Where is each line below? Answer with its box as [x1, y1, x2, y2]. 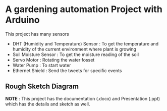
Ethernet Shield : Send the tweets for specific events [12, 67, 122, 74]
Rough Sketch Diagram [5, 82, 79, 91]
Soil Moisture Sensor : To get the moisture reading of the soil [12, 51, 139, 58]
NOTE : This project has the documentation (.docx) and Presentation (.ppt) [5, 95, 160, 101]
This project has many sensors [5, 31, 69, 37]
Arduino [5, 14, 40, 26]
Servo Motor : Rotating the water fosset [12, 57, 95, 63]
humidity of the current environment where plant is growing [12, 46, 137, 52]
